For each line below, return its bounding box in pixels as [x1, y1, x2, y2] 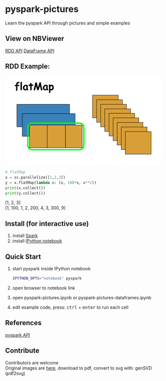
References [5, 319, 42, 327]
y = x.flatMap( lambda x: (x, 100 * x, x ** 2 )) [5, 180, 97, 185]
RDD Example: [5, 62, 50, 71]
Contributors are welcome [5, 360, 59, 366]
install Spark [12, 233, 38, 239]
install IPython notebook [12, 238, 62, 244]
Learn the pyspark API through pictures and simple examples [5, 20, 130, 26]
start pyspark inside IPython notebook [12, 266, 91, 272]
